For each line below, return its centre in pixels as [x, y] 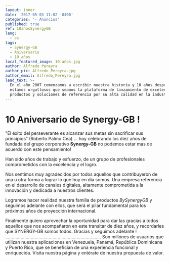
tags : [11, 43]
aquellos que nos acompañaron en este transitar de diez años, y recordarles [85, 226]
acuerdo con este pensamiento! [38, 149]
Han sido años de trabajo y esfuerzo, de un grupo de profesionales [75, 159]
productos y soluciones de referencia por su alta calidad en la [80, 94]
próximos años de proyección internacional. [51, 211]
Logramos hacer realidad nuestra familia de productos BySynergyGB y [79, 200]
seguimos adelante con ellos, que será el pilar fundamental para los [76, 205]
